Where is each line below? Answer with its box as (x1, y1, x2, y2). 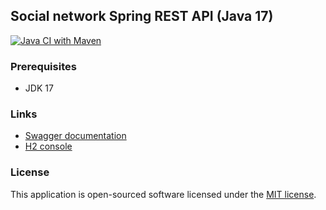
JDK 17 (24, 82, 54, 94)
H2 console (24, 140, 73, 153)
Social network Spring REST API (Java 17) (10, 8, 274, 25)
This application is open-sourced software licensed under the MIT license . (10, 188, 317, 200)
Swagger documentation (24, 130, 127, 142)
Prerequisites (10, 59, 77, 73)
